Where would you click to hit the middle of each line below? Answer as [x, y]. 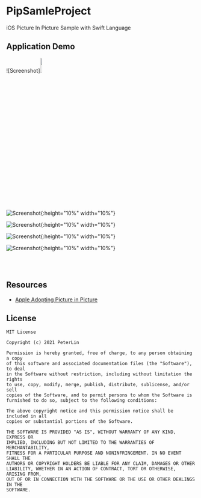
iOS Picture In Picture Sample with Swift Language [69, 28]
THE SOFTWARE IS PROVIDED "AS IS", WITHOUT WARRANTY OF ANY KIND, [91, 432]
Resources [27, 285]
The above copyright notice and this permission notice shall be [90, 411]
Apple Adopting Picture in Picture [56, 300]
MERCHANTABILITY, [28, 448]
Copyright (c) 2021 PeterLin [43, 343]
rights [14, 380]
